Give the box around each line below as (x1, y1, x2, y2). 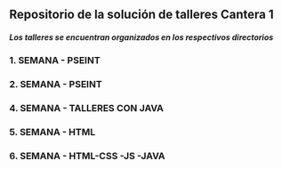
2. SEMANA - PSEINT (9, 78, 102, 91)
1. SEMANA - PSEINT (9, 54, 101, 67)
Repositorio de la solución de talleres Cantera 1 (9, 7, 274, 22)
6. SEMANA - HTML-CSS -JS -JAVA (9, 150, 166, 163)
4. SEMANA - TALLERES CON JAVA (9, 102, 165, 115)
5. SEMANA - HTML (9, 126, 96, 139)
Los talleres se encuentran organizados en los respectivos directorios (9, 31, 274, 43)
